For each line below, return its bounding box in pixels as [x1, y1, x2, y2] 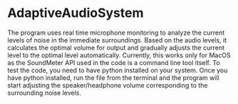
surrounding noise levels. [7, 88, 82, 97]
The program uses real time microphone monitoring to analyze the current [7, 28, 225, 37]
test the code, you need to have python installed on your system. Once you [7, 66, 228, 74]
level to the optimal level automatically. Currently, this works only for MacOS [7, 51, 231, 59]
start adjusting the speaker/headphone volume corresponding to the [7, 81, 208, 89]
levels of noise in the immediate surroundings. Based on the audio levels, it [7, 35, 227, 44]
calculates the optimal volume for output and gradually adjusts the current [7, 43, 224, 52]
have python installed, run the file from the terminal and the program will [7, 73, 219, 82]
